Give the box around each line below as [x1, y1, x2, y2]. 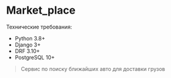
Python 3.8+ [14, 35, 46, 42]
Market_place [6, 4, 76, 17]
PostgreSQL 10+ [14, 54, 55, 61]
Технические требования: [6, 23, 73, 30]
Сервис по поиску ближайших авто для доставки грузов [20, 65, 166, 72]
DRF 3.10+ [14, 47, 41, 54]
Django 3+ [14, 41, 41, 48]
